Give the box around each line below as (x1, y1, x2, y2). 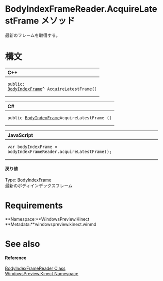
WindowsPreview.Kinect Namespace (5, 271, 79, 277)
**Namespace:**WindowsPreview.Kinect (5, 216, 90, 222)
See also (5, 239, 40, 249)
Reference (5, 255, 27, 261)
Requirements (5, 200, 63, 211)
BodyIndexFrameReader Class (5, 265, 65, 271)
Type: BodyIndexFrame (5, 177, 52, 183)
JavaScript (7, 131, 33, 138)
